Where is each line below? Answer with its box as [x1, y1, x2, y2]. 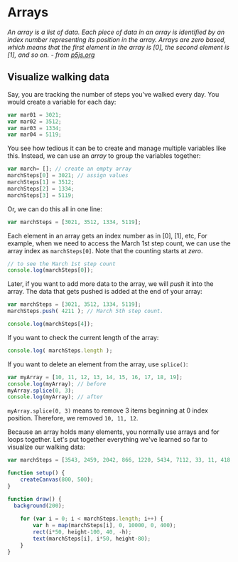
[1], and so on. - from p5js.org [7, 51, 95, 59]
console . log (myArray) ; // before [7, 380, 107, 388]
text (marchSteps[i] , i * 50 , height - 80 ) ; [33, 535, 151, 542]
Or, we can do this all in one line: [7, 204, 103, 213]
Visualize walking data [7, 71, 110, 83]
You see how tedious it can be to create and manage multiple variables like [7, 144, 227, 153]
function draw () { [7, 495, 62, 502]
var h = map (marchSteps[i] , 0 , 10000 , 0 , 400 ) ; [33, 522, 176, 529]
